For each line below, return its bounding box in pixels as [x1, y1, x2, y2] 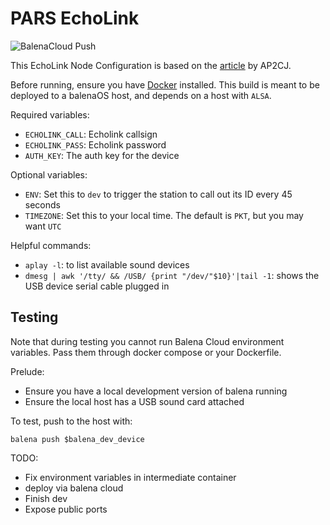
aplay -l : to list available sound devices [24, 258, 190, 271]
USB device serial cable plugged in [24, 280, 170, 292]
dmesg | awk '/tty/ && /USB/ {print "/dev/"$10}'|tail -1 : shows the [24, 269, 320, 281]
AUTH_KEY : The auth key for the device [24, 149, 180, 161]
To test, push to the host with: [10, 415, 133, 427]
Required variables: [10, 108, 90, 121]
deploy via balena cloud [24, 482, 124, 494]
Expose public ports [24, 503, 108, 515]
